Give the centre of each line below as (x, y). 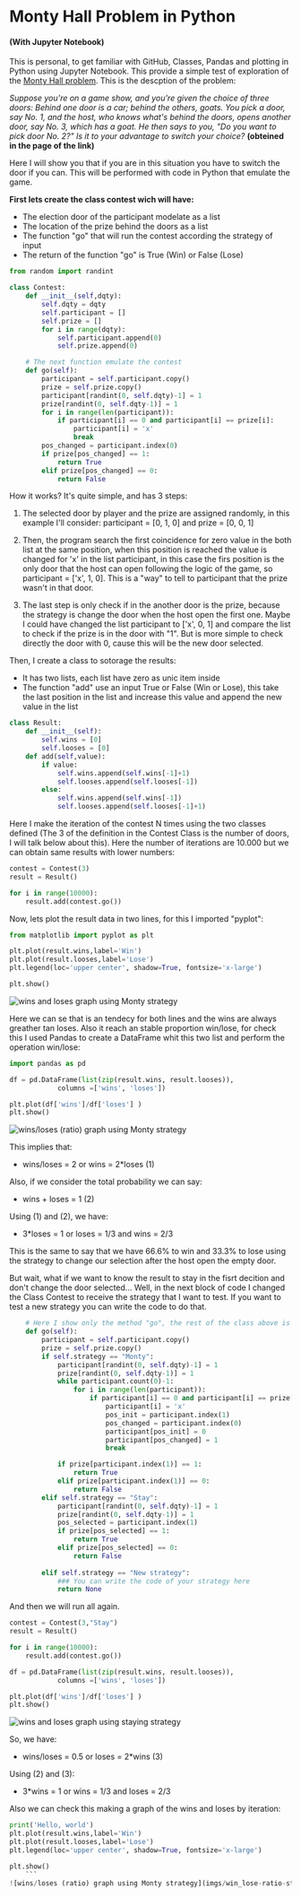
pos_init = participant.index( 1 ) (168, 1415)
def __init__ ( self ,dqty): (74, 296)
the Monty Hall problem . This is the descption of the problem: (123, 81)
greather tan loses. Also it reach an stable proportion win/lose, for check (143, 1027)
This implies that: (41, 1147)
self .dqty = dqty (73, 305)
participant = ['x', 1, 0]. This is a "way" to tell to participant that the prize (155, 578)
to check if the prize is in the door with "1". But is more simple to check (153, 634)
